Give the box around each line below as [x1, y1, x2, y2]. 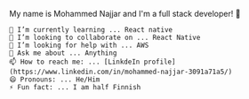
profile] [143, 57, 176, 66]
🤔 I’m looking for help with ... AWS [9, 41, 149, 49]
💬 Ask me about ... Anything [9, 49, 117, 57]
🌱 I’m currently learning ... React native [9, 26, 173, 34]
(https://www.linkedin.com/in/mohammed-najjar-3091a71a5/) [9, 67, 233, 76]
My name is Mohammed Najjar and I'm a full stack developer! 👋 [9, 9, 241, 19]
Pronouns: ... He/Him [20, 75, 100, 84]
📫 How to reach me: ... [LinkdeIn [9, 57, 141, 66]
